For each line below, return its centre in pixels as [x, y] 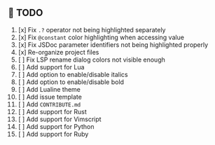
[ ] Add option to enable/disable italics [73, 74]
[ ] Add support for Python [56, 126]
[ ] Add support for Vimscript [60, 119]
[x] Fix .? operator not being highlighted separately [92, 29]
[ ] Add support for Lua [51, 67]
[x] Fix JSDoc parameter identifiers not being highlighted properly [113, 44]
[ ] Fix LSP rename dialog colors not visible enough [91, 60]
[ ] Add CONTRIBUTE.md [49, 104]
